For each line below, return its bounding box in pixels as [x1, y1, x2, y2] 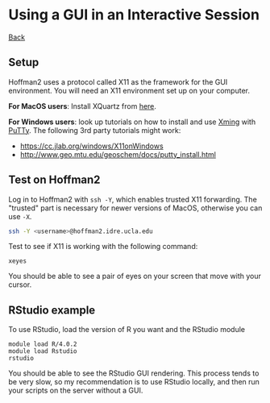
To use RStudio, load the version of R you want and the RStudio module [8, 325, 246, 334]
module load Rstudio [8, 347, 78, 355]
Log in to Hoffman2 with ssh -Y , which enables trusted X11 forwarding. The [8, 194, 258, 204]
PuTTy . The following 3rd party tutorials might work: [8, 125, 181, 135]
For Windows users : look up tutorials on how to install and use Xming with [8, 117, 256, 127]
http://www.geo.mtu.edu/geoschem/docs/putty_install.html [19, 149, 216, 159]
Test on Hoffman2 [8, 173, 101, 187]
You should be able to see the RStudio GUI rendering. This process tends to [8, 368, 260, 378]
